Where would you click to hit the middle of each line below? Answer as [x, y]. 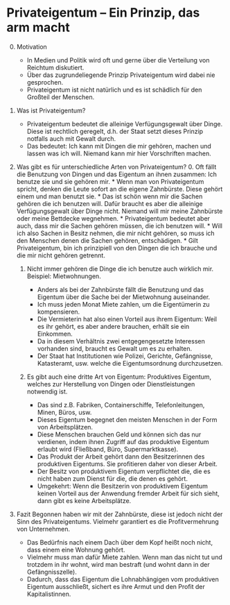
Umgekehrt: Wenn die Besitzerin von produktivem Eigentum [123, 486]
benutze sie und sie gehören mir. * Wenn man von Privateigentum [110, 181]
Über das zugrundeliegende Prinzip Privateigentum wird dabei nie [121, 75]
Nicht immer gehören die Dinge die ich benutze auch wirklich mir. [120, 269]
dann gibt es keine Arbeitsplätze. [84, 500]
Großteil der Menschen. [61, 97]
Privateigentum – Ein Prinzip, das [103, 13]
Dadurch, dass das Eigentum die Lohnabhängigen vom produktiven [123, 579]
